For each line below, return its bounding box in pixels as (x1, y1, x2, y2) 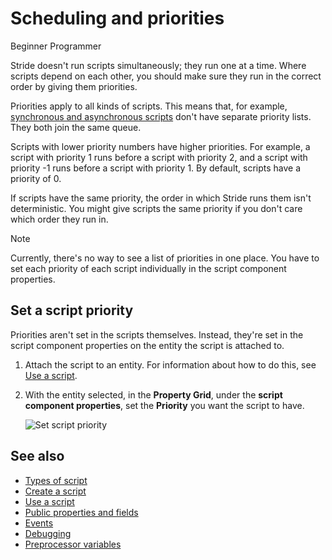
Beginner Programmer (10, 40, 102, 52)
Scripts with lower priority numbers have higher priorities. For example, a (10, 140, 311, 152)
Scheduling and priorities (10, 7, 225, 30)
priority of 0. (10, 172, 62, 184)
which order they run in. (10, 213, 109, 225)
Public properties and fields (24, 506, 139, 518)
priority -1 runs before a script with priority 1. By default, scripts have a (10, 162, 302, 174)
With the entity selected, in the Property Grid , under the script (24, 388, 283, 401)
